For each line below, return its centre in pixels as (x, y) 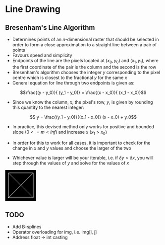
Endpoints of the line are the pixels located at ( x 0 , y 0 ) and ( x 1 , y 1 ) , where (85, 61)
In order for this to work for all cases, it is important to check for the (81, 143)
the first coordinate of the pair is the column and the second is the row (84, 67)
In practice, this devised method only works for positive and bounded (83, 126)
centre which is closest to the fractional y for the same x (70, 78)
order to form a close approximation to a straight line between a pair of (84, 45)
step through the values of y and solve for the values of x (71, 163)
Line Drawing (33, 9)
